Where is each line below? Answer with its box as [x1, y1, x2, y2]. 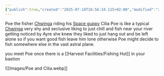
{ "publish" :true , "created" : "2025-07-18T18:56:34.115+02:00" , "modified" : [5, 7, 156, 12]
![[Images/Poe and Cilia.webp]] [5, 65, 68, 71]
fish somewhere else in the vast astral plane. [5, 41, 95, 47]
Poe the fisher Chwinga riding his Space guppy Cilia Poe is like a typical [5, 20, 150, 26]
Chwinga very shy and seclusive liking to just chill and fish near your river [5, 25, 153, 32]
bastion [5, 56, 20, 61]
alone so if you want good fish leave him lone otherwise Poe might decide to [5, 36, 159, 42]
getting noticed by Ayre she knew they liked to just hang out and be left [5, 31, 148, 37]
